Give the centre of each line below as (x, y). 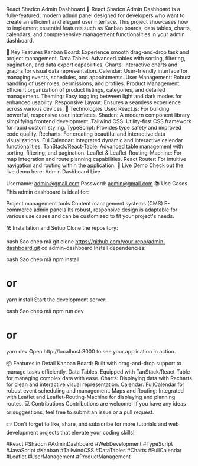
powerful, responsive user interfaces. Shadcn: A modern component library (98, 115)
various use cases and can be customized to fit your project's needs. (90, 216)
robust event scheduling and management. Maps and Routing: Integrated (95, 390)
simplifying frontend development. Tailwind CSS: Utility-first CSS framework (99, 121)
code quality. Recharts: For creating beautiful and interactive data (86, 134)
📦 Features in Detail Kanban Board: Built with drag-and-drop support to (94, 363)
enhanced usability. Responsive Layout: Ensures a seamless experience (94, 102)
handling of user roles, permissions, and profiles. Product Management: (94, 83)
